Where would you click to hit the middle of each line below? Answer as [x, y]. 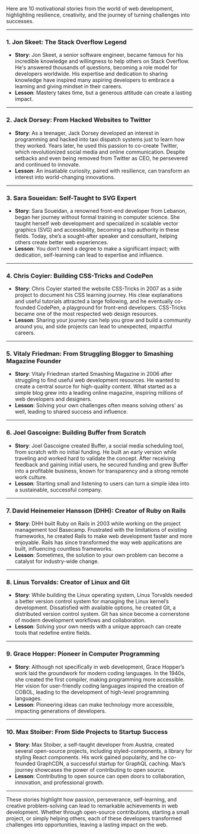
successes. [20, 21]
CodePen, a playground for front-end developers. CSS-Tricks [111, 308]
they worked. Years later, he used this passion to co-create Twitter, [97, 145]
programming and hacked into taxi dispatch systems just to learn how [99, 139]
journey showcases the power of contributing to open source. [90, 769]
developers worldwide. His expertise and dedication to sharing [91, 74]
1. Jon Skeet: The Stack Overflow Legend [67, 42]
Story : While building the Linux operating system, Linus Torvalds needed [103, 595]
